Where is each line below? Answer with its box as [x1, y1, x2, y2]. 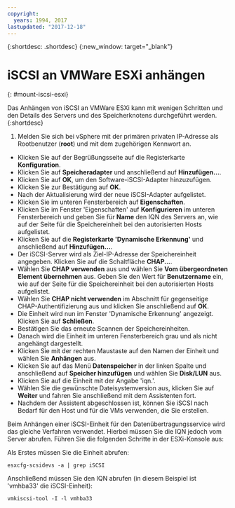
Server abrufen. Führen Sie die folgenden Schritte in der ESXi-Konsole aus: [7, 435, 224, 444]
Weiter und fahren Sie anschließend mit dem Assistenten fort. [17, 392, 196, 400]
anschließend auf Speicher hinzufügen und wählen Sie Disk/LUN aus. [17, 369, 222, 378]
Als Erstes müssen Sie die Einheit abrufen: [7, 448, 130, 457]
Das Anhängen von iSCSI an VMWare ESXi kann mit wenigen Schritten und [7, 104, 223, 112]
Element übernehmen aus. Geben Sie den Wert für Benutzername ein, [17, 273, 224, 281]
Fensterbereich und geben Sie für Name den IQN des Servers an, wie [17, 213, 219, 221]
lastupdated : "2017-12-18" [7, 23, 86, 30]
